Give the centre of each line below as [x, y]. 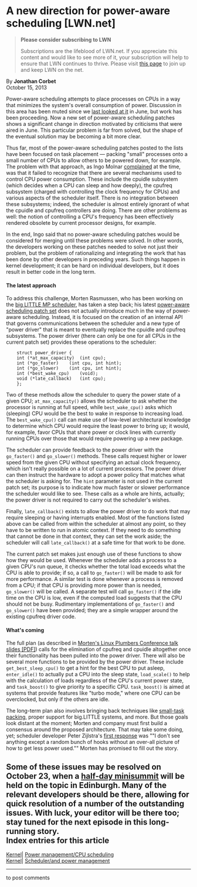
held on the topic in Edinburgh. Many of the [86, 785]
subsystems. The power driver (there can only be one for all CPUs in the [93, 336]
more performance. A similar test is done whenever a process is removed [95, 579]
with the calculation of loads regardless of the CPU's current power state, [95, 680]
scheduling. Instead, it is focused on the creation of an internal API [103, 317]
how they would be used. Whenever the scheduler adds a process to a [91, 560]
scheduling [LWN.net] [61, 23]
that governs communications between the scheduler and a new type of [93, 323]
